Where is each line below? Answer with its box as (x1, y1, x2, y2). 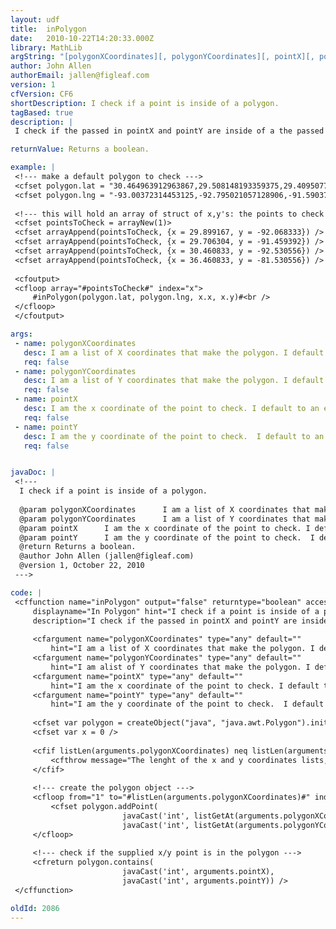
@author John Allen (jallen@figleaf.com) (19, 551, 195, 561)
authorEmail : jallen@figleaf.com (10, 71, 150, 81)
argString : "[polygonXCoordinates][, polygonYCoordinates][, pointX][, (10, 52, 315, 62)
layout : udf (10, 14, 60, 25)
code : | (10, 587, 43, 598)
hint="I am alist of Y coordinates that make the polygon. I (50, 662, 311, 672)
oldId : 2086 (10, 903, 60, 913)
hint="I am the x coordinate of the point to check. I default (50, 681, 320, 691)
